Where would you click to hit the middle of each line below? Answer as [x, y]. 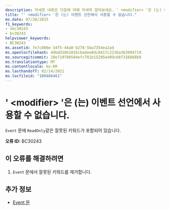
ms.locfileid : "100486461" [34, 76]
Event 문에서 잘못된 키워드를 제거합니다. [52, 172]
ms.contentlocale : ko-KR [31, 66]
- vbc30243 [17, 29]
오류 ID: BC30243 [24, 141]
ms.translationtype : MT [30, 62]
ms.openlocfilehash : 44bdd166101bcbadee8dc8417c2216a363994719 [73, 52]
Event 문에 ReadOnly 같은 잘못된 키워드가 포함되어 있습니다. [63, 130]
